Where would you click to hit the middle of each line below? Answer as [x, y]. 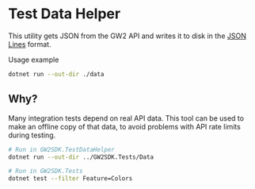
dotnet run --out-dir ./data [56, 74]
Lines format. [30, 44]
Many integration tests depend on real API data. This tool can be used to [126, 118]
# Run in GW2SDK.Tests [46, 172]
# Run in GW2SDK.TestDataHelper [61, 149]
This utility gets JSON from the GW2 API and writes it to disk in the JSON [127, 36]
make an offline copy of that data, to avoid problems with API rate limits [125, 126]
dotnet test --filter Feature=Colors [70, 179]
